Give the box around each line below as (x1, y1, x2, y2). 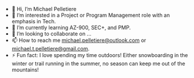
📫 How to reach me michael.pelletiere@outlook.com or (11, 37, 146, 44)
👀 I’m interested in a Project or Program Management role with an (11, 12, 170, 19)
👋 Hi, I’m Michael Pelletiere (11, 6, 76, 12)
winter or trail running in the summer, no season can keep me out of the (11, 60, 185, 67)
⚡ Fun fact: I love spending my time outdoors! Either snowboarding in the (11, 52, 188, 58)
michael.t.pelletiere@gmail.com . (11, 45, 90, 52)
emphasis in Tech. (11, 18, 56, 24)
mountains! (11, 66, 39, 73)
